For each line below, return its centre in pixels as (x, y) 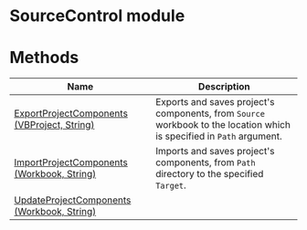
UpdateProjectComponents (73, 200)
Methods (44, 58)
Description (224, 87)
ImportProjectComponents (71, 162)
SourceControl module (97, 16)
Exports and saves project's (215, 102)
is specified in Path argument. (219, 136)
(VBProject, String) (54, 125)
